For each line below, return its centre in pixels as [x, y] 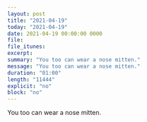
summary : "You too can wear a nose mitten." [74, 60]
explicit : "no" [30, 86]
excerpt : [20, 54]
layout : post [27, 14]
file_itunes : [27, 47]
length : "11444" [31, 79]
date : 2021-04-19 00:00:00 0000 [55, 33]
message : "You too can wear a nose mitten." [74, 66]
